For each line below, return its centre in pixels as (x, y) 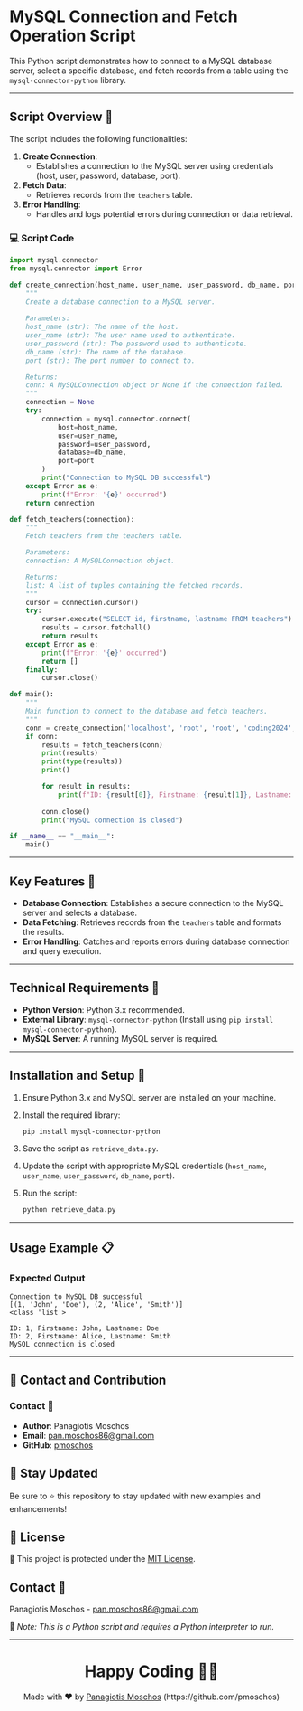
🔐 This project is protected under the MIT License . (102, 1559)
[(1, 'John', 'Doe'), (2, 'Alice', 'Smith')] (96, 1305)
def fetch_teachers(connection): (72, 519)
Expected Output (47, 1278)
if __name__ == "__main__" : (62, 837)
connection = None (60, 402)
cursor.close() (70, 678)
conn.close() (66, 811)
